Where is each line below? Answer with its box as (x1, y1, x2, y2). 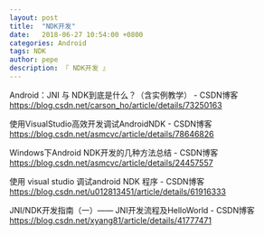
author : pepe (9, 55, 59, 64)
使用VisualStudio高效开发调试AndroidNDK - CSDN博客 (9, 118, 212, 129)
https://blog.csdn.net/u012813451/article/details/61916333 (9, 186, 227, 197)
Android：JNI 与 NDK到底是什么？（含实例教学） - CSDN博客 (9, 89, 239, 100)
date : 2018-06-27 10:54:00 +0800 (9, 30, 144, 39)
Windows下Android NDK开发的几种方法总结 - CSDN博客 (9, 146, 219, 158)
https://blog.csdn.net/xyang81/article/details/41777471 (9, 214, 212, 226)
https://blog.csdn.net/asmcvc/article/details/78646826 (9, 128, 214, 139)
